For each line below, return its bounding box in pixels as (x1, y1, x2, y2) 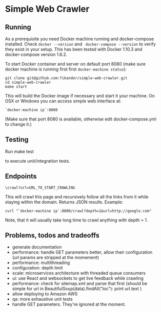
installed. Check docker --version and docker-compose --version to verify (5, 41, 156, 47)
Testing (5, 136, 29, 144)
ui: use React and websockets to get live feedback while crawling (12, 275, 144, 281)
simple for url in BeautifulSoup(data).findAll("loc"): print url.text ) (12, 286, 142, 292)
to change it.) (5, 121, 32, 127)
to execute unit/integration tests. (5, 158, 70, 164)
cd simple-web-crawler (5, 80, 51, 85)
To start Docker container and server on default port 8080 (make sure (5, 61, 146, 67)
